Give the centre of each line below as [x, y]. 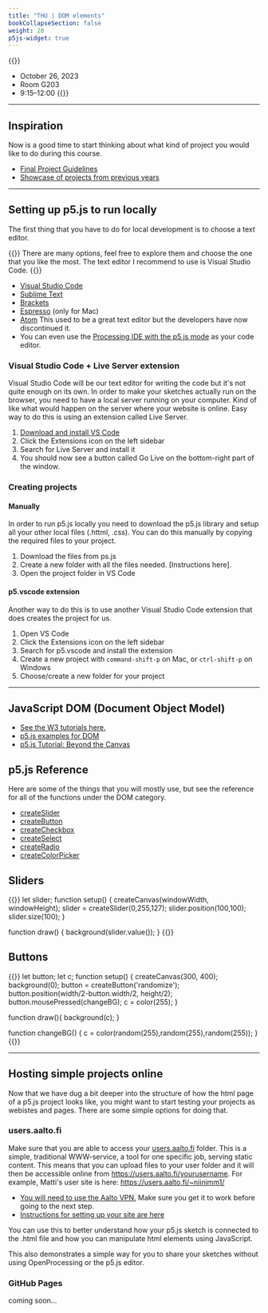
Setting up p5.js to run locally [83, 210]
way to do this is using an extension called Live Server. [99, 417]
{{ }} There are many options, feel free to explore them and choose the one [130, 253]
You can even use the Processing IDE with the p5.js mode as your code [137, 336]
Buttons [28, 957]
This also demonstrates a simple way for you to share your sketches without [134, 1254]
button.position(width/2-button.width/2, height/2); [91, 993]
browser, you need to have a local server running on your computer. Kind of [132, 400]
